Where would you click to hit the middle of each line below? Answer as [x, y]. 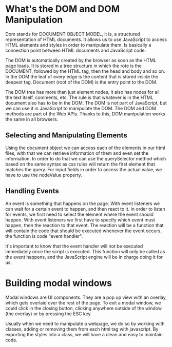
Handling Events [32, 191]
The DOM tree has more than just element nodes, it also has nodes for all [83, 92]
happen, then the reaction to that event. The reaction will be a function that [84, 225]
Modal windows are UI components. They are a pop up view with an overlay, [86, 297]
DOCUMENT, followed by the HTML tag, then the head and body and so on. [85, 71]
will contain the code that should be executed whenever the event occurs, [84, 231]
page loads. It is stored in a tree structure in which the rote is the [74, 66]
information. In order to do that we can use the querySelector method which [86, 158]
